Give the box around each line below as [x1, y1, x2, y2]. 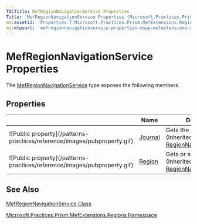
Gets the [165, 126, 189, 134]
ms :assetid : [6, 19, 35, 25]
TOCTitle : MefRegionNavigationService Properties [6, 8, 130, 15]
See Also [6, 185, 39, 195]
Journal [138, 133, 160, 141]
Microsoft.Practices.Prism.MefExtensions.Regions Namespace [6, 211, 157, 218]
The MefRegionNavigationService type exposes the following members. [6, 82, 180, 89]
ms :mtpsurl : [6, 25, 35, 31]
